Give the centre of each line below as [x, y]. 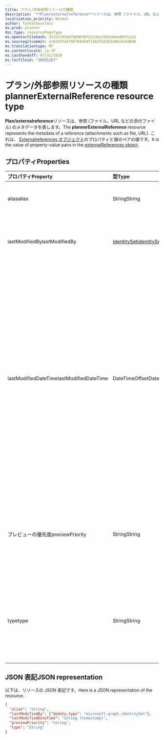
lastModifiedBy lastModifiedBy [42, 242]
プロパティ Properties [37, 162]
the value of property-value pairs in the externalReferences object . [72, 145]
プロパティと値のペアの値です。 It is [124, 139]
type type [18, 620]
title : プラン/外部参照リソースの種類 [39, 10]
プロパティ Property [30, 176]
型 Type [121, 176]
